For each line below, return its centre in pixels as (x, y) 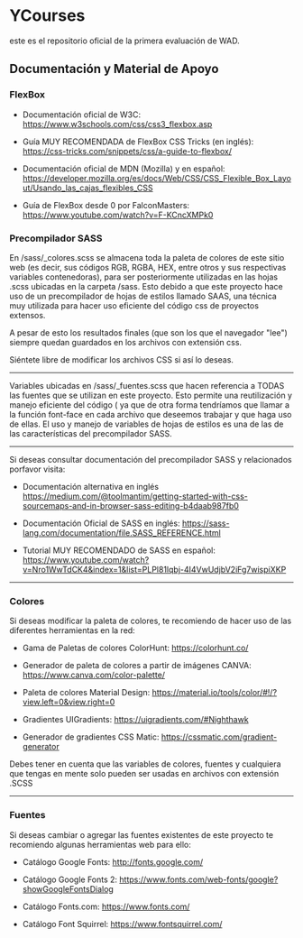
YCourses (47, 16)
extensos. (28, 315)
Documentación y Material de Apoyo (114, 69)
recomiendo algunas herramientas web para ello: (101, 844)
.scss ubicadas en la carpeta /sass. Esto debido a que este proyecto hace (146, 286)
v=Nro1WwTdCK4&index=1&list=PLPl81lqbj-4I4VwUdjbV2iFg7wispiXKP (154, 569)
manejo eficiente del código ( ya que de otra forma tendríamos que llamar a (150, 405)
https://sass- (206, 523)
